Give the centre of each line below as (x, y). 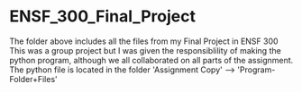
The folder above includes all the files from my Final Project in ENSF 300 (144, 41)
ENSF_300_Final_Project (103, 17)
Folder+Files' (34, 79)
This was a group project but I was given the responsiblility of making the (145, 50)
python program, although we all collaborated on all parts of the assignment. (151, 60)
